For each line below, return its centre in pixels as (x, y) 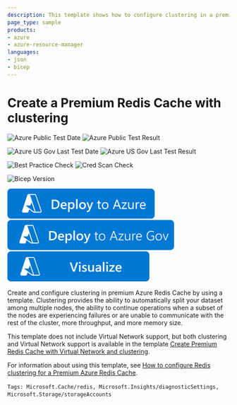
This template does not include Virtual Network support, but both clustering (117, 336)
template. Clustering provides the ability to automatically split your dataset (115, 300)
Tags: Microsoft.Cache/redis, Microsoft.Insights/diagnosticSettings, (113, 387)
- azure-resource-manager (45, 45)
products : (22, 30)
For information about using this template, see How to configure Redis (109, 365)
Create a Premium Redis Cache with (114, 103)
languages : (23, 52)
